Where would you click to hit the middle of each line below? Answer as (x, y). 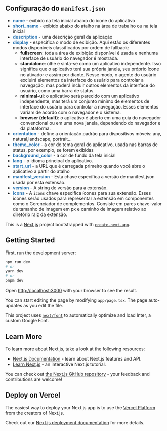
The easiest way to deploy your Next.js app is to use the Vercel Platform (80, 407)
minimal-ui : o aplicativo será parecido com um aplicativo (79, 96)
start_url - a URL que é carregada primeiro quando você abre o (79, 166)
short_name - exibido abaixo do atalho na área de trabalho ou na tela (85, 26)
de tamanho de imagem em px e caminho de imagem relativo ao (79, 209)
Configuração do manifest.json (55, 8)
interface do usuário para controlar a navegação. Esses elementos (89, 106)
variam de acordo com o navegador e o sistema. (71, 112)
